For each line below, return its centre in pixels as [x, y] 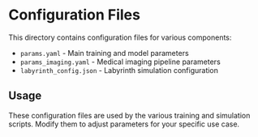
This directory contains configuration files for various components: [120, 37]
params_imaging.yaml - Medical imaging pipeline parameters [120, 62]
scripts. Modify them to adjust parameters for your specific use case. [124, 124]
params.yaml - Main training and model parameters [104, 53]
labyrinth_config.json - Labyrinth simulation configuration [119, 70]
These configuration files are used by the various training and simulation [129, 115]
